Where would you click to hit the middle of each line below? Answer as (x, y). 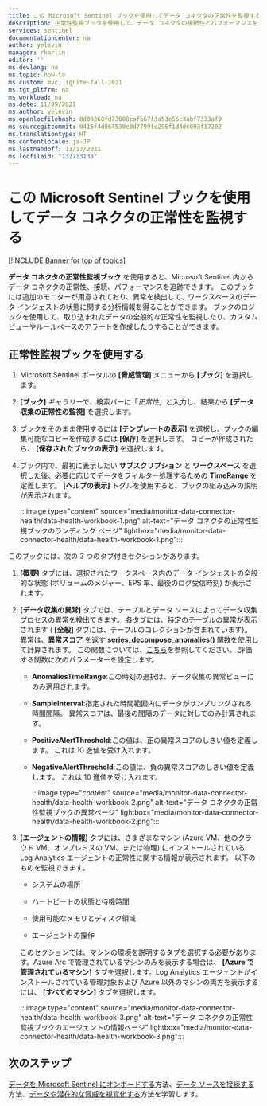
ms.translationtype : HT (48, 134)
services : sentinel (41, 30)
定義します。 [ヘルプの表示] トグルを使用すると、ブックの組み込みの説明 (139, 485)
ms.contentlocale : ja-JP (49, 141)
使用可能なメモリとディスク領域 (84, 918)
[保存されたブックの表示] (77, 448)
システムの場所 (56, 884)
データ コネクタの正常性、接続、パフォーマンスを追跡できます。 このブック (132, 287)
